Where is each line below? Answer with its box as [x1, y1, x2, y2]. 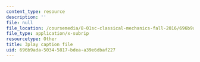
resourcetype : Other [6, 36, 58, 42]
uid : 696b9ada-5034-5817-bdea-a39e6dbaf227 [6, 47, 116, 53]
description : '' [6, 14, 46, 20]
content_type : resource [6, 8, 65, 15]
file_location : [6, 25, 44, 31]
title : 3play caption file [6, 42, 73, 48]
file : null [6, 19, 33, 25]
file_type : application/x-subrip [6, 31, 89, 37]
